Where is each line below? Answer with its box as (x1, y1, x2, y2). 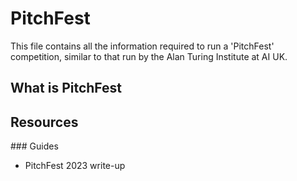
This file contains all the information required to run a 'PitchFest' (10, 40, 275, 52)
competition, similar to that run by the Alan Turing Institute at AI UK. (10, 50, 288, 62)
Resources (10, 113, 79, 131)
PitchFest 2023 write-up (24, 160, 126, 172)
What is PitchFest (10, 80, 123, 97)
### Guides (10, 140, 59, 152)
